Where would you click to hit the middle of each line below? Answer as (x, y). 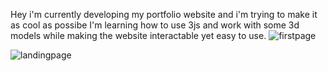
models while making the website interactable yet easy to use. (138, 35)
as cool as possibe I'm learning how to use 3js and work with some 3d (155, 25)
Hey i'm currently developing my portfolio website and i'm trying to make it (164, 14)
